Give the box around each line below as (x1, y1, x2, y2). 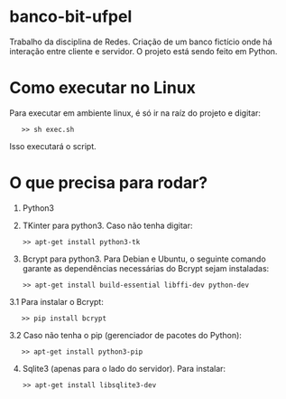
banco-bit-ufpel (9, 6, 133, 27)
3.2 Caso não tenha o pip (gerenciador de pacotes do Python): (9, 329, 242, 340)
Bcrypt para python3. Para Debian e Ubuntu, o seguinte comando (22, 253, 266, 264)
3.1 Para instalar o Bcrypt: (9, 296, 104, 307)
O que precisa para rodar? (9, 173, 208, 194)
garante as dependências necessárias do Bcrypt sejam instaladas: (22, 262, 270, 273)
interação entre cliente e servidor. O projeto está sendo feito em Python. (9, 45, 278, 56)
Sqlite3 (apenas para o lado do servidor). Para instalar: (22, 363, 226, 374)
